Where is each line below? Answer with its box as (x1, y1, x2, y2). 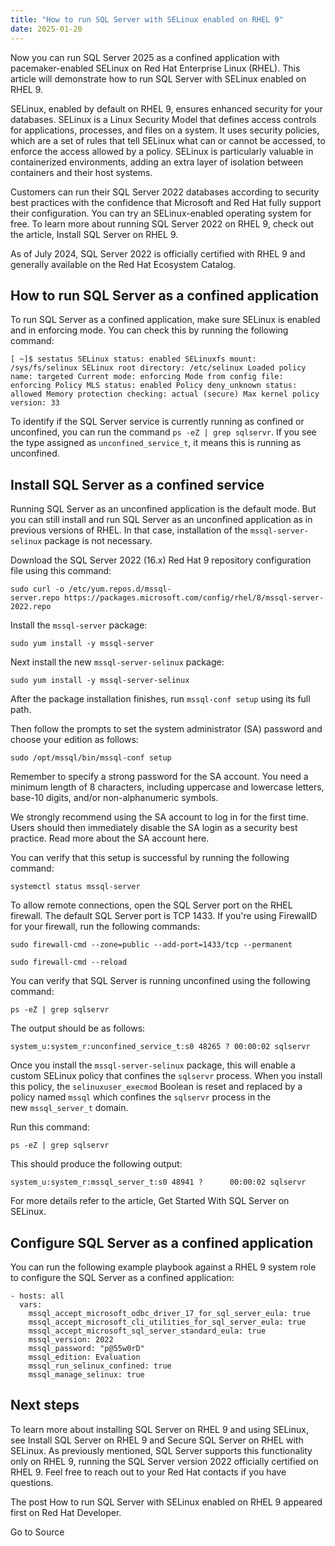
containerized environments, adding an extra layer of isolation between (10, 156, 304, 168)
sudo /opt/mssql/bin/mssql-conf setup (10, 753, 172, 763)
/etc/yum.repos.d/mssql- (68, 584, 172, 595)
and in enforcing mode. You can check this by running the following (10, 324, 289, 336)
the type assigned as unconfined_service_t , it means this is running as (10, 437, 302, 449)
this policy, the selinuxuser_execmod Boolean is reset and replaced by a (10, 1081, 303, 1093)
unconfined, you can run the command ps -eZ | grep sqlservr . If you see (10, 426, 317, 438)
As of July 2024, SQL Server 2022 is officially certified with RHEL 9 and (10, 247, 306, 260)
